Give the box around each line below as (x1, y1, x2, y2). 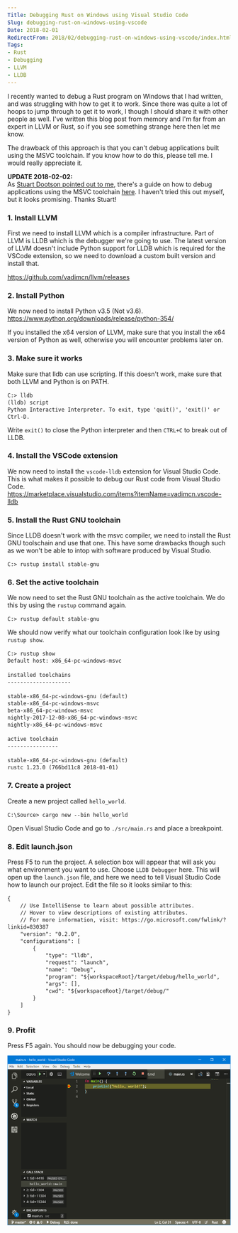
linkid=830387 (7, 924, 50, 931)
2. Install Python (7, 290, 65, 300)
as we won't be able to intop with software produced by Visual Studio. (7, 546, 212, 555)
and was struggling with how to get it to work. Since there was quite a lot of (7, 100, 228, 108)
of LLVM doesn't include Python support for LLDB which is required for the (7, 244, 225, 252)
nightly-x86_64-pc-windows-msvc (7, 722, 103, 729)
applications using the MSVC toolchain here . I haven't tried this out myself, (7, 187, 225, 196)
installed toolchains (7, 672, 72, 679)
